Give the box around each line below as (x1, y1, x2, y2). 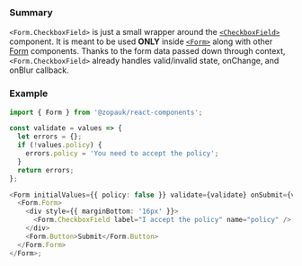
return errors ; (17, 165, 75, 174)
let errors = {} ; (17, 132, 83, 141)
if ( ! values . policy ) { (17, 141, 102, 150)
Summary (9, 6, 54, 19)
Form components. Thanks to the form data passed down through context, (9, 46, 286, 57)
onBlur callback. (9, 65, 69, 75)
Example (9, 87, 49, 100)
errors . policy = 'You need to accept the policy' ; (25, 149, 219, 158)
